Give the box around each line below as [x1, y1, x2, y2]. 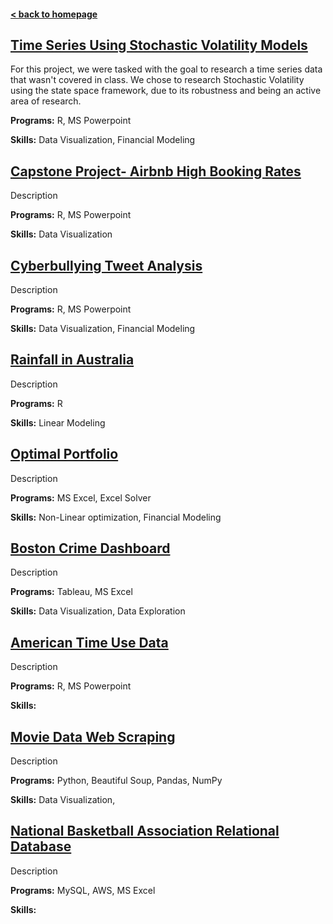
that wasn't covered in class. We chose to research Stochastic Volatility [10, 74, 305, 86]
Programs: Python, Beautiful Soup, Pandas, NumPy [10, 775, 223, 787]
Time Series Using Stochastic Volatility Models [10, 36, 308, 54]
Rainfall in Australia [10, 351, 135, 369]
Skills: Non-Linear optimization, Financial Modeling [10, 511, 222, 523]
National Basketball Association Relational [10, 823, 280, 840]
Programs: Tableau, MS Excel [10, 586, 133, 598]
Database [10, 838, 72, 855]
